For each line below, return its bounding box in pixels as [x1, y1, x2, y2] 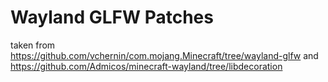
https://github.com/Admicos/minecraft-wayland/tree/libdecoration [10, 60, 283, 72]
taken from [10, 39, 56, 51]
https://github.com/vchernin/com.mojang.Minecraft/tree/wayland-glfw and [10, 49, 319, 61]
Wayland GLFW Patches [10, 6, 214, 29]
